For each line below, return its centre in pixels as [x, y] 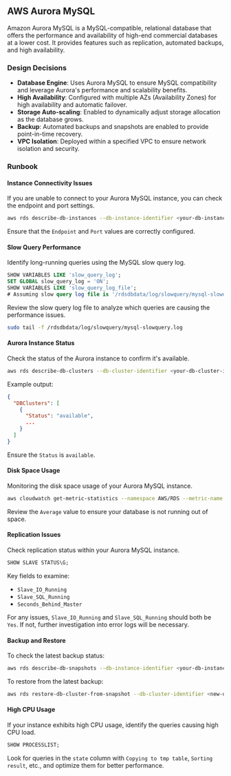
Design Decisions [37, 68]
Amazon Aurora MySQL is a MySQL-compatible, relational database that [109, 28]
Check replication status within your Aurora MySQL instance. [93, 550]
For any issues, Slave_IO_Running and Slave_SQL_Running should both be [109, 617]
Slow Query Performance [44, 247]
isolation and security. [48, 149]
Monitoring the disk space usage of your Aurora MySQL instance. [100, 486]
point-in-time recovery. [50, 134]
